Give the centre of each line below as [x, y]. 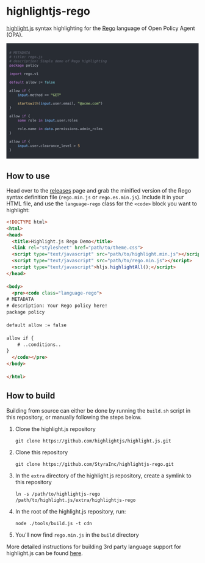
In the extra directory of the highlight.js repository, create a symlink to [103, 476]
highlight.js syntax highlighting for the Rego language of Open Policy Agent [101, 28]
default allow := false [37, 325]
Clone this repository [41, 452]
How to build [31, 396]
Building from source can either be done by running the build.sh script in [99, 410]
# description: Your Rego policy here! [57, 306]
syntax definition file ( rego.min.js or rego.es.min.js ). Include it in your [95, 197]
